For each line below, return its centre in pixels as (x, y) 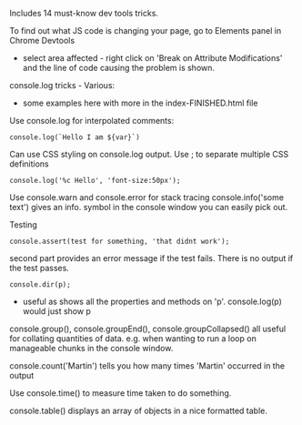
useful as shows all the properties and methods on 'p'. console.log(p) (152, 301)
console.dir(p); (40, 285)
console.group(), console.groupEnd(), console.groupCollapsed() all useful (148, 329)
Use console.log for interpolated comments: (92, 121)
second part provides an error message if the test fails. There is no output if (151, 258)
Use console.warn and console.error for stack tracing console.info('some (147, 197)
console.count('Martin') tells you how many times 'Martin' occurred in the (147, 366)
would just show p (56, 311)
